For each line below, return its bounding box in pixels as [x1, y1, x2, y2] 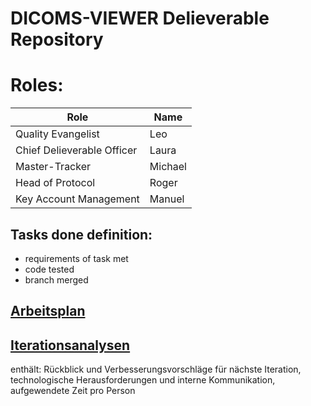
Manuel [149, 192, 185, 206]
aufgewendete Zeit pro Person [10, 385, 136, 397]
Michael [149, 160, 187, 174]
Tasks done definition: [10, 226, 153, 243]
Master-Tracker [15, 160, 92, 174]
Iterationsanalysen [10, 337, 131, 354]
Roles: [10, 74, 64, 97]
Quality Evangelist [15, 127, 100, 141]
